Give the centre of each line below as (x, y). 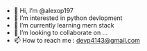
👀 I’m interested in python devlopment (68, 18)
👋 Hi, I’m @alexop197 (44, 11)
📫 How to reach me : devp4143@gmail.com (77, 40)
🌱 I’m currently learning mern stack (64, 25)
